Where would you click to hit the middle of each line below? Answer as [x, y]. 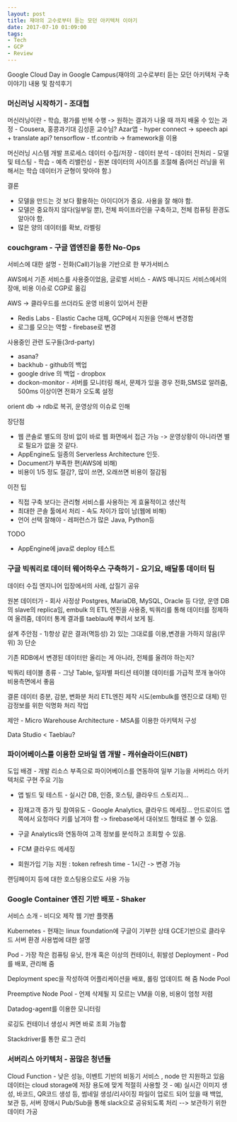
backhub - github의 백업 [52, 365]
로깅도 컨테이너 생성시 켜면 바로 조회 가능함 [67, 1024]
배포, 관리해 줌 [35, 964]
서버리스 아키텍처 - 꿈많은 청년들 [59, 1059]
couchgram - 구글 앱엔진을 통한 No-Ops [74, 247]
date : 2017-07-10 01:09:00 [47, 27]
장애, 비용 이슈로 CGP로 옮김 [47, 288]
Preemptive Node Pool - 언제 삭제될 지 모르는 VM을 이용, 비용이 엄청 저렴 [110, 994]
